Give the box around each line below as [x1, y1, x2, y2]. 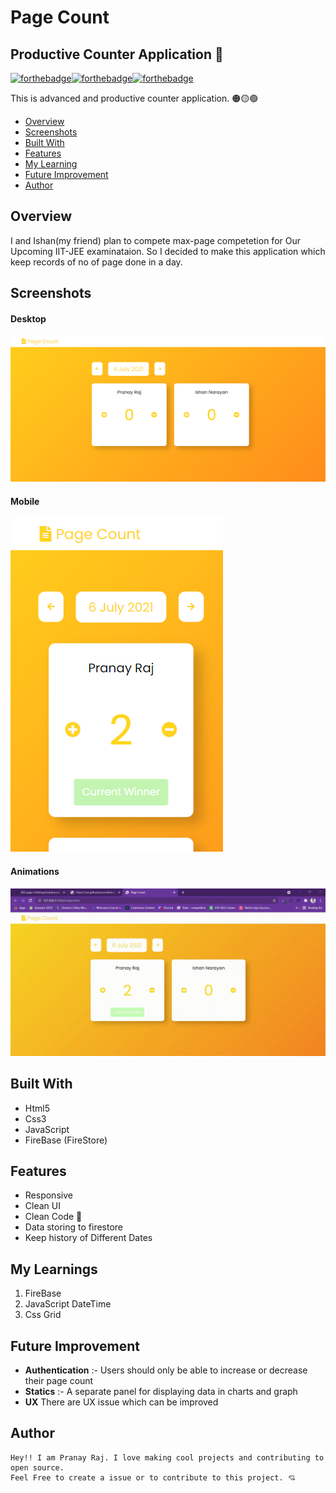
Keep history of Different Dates [24, 1232, 153, 1244]
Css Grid [24, 1309, 62, 1321]
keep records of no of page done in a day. [10, 256, 183, 268]
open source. [10, 1462, 65, 1473]
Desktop [10, 312, 47, 325]
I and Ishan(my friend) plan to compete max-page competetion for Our [10, 234, 301, 246]
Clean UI [24, 1200, 61, 1212]
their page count [24, 1375, 94, 1387]
